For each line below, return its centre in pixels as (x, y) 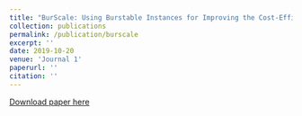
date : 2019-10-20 (42, 51)
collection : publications (58, 26)
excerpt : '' (31, 43)
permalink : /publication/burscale (74, 34)
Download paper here (49, 102)
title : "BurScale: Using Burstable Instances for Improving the (132, 18)
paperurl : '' (34, 68)
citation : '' (34, 76)
